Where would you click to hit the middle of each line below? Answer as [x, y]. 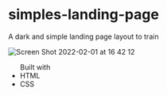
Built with [35, 67]
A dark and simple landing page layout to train [83, 36]
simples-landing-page [83, 15]
